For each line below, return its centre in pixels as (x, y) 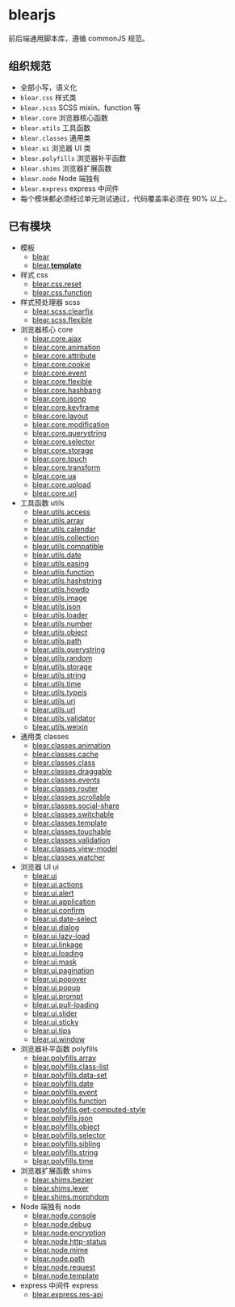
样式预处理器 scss (50, 302)
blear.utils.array (58, 520)
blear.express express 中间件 (69, 188)
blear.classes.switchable (73, 814)
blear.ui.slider (55, 1013)
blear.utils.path (57, 641)
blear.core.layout (60, 416)
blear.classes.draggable (72, 771)
